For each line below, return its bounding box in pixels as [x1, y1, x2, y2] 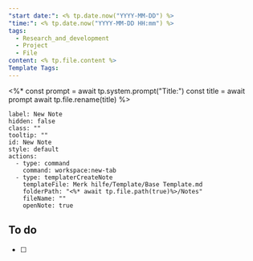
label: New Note [8, 110, 63, 118]
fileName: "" [22, 194, 67, 202]
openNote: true [22, 202, 74, 210]
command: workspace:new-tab [22, 166, 116, 174]
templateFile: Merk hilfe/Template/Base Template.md [22, 180, 203, 189]
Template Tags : [8, 64, 59, 72]
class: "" [8, 124, 42, 133]
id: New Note [8, 138, 52, 146]
